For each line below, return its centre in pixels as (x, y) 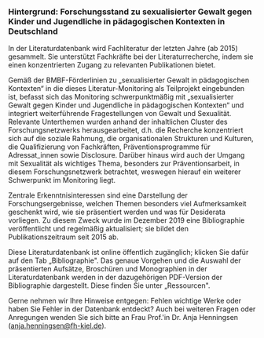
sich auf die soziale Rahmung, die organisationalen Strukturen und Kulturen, (131, 139)
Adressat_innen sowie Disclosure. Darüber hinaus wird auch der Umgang (126, 155)
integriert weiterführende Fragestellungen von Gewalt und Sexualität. (120, 114)
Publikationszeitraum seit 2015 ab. (64, 237)
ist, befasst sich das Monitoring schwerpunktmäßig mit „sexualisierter (121, 97)
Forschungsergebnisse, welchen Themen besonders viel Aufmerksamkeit (127, 204)
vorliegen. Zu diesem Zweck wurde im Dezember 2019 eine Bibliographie (126, 220)
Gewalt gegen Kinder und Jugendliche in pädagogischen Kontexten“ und (126, 105)
